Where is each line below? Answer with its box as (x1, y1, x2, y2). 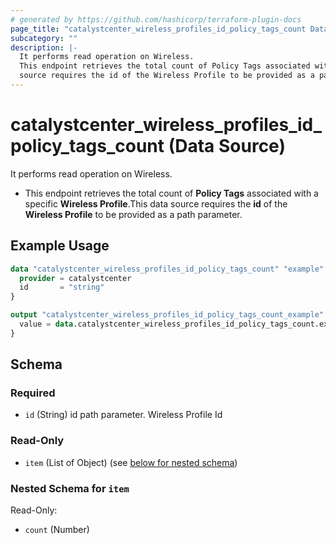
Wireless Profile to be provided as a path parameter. (24, 208, 243, 220)
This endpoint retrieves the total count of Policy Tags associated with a (24, 187, 319, 199)
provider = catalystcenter (19, 273, 132, 283)
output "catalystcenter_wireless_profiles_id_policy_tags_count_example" (10, 310, 325, 320)
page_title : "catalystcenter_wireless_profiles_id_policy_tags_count (10, 24, 307, 34)
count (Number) (24, 524, 90, 536)
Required (10, 386, 56, 400)
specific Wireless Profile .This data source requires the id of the (24, 197, 288, 210)
